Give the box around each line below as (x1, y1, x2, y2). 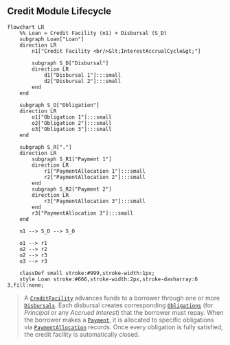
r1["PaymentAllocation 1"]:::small (43, 167, 146, 174)
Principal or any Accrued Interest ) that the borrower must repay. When (23, 308, 224, 316)
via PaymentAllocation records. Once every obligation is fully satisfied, (23, 322, 223, 331)
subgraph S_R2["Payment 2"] (32, 185, 112, 193)
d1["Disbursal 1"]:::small (43, 71, 122, 78)
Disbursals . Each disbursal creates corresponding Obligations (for (23, 301, 214, 309)
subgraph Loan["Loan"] (19, 36, 84, 43)
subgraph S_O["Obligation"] (19, 102, 100, 108)
